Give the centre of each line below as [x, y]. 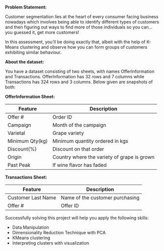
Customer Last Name [32, 198]
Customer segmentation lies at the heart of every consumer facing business [82, 16]
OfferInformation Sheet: [30, 96]
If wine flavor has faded [79, 165]
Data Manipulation [31, 227]
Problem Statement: [26, 7]
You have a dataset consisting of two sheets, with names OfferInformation [80, 71]
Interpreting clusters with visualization [51, 243]
